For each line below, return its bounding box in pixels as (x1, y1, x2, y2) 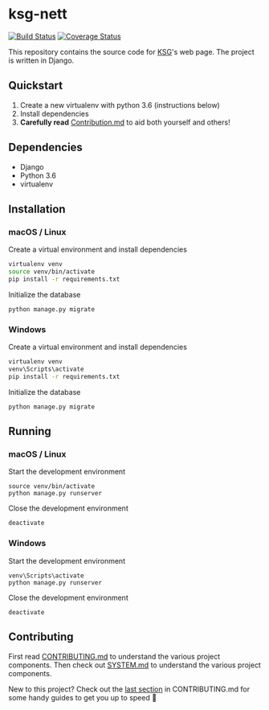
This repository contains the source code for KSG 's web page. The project (8, 47, 255, 56)
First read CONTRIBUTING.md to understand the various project (8, 651, 221, 661)
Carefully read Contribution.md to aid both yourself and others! (19, 117, 230, 127)
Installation (8, 202, 66, 215)
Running (8, 425, 52, 438)
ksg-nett (8, 5, 68, 23)
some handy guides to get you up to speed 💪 (8, 692, 157, 702)
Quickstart (8, 79, 63, 92)
